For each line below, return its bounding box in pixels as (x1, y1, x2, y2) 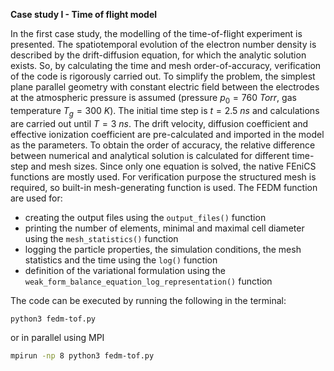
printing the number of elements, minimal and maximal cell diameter (24, 222, 305, 234)
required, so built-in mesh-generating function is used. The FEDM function (10, 181, 318, 193)
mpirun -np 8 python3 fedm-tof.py (10, 351, 155, 361)
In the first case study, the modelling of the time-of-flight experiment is (10, 28, 303, 39)
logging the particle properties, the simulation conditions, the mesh (24, 243, 302, 255)
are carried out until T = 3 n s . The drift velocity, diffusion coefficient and (10, 117, 309, 129)
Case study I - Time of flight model (10, 9, 158, 20)
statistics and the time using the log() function (24, 254, 218, 266)
